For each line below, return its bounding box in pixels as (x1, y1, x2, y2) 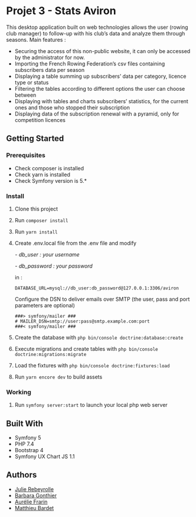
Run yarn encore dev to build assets (14, 373, 103, 380)
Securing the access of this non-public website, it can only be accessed (14, 47, 191, 54)
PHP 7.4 (14, 440, 34, 447)
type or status (14, 78, 49, 86)
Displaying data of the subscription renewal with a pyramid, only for (14, 110, 179, 117)
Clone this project (14, 205, 58, 212)
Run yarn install (14, 228, 58, 235)
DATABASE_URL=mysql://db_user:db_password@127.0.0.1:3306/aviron (14, 285, 179, 291)
